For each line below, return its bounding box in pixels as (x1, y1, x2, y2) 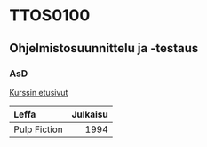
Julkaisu (71, 108, 108, 120)
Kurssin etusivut (9, 87, 68, 97)
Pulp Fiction (13, 123, 64, 135)
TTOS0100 (9, 5, 91, 26)
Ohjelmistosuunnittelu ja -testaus (9, 41, 199, 56)
